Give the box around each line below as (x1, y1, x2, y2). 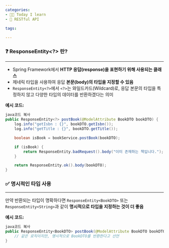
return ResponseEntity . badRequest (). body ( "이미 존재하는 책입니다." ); (23, 149, 164, 154)
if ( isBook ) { (14, 144, 44, 150)
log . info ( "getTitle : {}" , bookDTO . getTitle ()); (14, 127, 118, 132)
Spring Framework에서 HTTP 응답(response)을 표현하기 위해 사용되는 (12, 66, 152, 73)
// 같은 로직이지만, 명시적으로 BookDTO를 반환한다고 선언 (14, 234, 119, 239)
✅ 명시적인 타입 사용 (5, 180, 51, 187)
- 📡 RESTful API (5, 17, 39, 22)
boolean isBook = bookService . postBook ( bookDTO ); (14, 135, 121, 141)
